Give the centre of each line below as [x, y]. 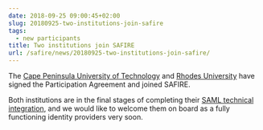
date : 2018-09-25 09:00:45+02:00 [64, 16]
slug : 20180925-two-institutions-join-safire [86, 23]
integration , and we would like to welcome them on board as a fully [119, 108]
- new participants [48, 38]
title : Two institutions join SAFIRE [72, 46]
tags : [17, 30]
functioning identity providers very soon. [76, 117]
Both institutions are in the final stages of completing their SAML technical [131, 100]
